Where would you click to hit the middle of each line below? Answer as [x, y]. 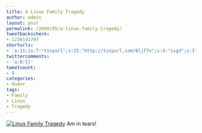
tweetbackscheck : [28, 34]
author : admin [24, 17]
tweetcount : [21, 67]
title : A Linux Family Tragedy [45, 12]
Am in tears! [81, 123]
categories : [21, 78]
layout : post [23, 23]
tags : [13, 90]
